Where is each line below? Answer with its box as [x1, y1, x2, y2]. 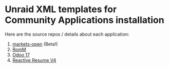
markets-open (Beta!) [12, 41, 58, 47]
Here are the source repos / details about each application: [5, 31, 129, 37]
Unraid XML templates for [5, 4, 117, 15]
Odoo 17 [12, 52, 30, 58]
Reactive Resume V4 [12, 57, 57, 63]
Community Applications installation [5, 14, 165, 26]
